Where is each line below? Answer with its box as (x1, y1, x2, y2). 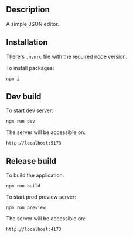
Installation (6, 38, 48, 48)
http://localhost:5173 (6, 140, 62, 146)
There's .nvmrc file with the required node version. (6, 53, 128, 60)
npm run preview (6, 205, 46, 211)
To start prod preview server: (6, 193, 76, 200)
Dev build (6, 92, 42, 102)
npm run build (6, 183, 41, 189)
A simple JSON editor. (6, 20, 60, 27)
